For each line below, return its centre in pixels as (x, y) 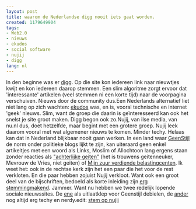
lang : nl (17, 66)
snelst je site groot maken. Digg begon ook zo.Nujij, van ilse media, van (92, 120)
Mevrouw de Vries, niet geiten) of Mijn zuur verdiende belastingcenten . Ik (94, 163)
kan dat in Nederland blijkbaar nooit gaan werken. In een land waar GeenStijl (98, 138)
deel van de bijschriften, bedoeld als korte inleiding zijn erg (77, 182)
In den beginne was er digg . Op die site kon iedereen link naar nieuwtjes (93, 82)
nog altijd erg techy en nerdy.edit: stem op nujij (62, 200)
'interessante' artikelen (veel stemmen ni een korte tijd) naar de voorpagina (96, 95)
